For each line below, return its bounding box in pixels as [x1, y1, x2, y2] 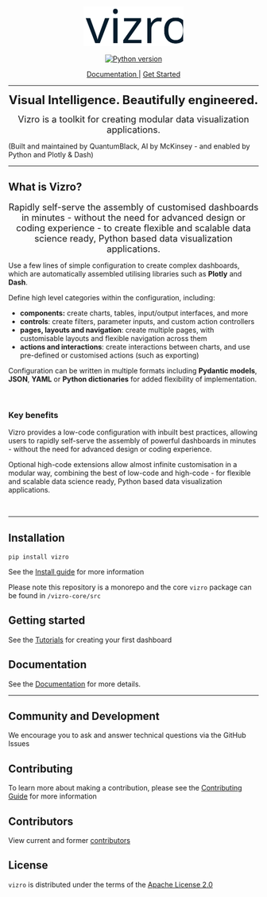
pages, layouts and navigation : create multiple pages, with [19, 325, 215, 334]
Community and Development [8, 709, 161, 723]
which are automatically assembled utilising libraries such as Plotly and [8, 269, 242, 278]
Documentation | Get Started [86, 70, 181, 79]
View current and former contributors [8, 836, 131, 845]
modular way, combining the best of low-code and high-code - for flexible [8, 468, 251, 478]
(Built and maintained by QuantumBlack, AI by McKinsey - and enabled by [8, 141, 250, 151]
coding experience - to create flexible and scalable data [15, 222, 252, 234]
